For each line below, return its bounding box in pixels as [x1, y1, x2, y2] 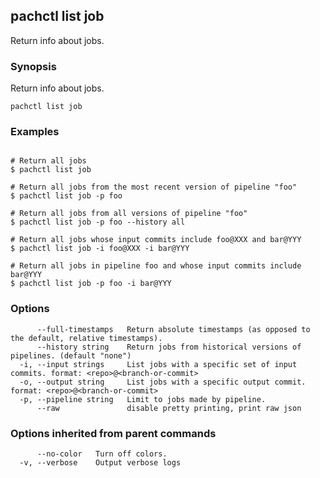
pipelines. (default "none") [10, 350, 132, 361]
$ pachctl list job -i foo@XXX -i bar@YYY [10, 244, 190, 254]
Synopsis [10, 59, 57, 73]
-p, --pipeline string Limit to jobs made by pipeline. [19, 394, 267, 404]
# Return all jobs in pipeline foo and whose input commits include [10, 261, 302, 271]
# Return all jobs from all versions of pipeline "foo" [10, 209, 248, 219]
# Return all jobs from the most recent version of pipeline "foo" [10, 182, 298, 193]
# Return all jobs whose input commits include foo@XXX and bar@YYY [10, 235, 302, 245]
